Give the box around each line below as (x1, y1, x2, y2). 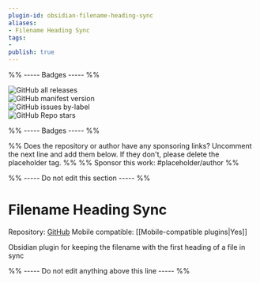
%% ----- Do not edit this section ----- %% (8, 173, 151, 183)
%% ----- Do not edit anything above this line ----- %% (8, 266, 190, 275)
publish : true (8, 48, 55, 56)
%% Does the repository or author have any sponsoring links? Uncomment (8, 141, 252, 150)
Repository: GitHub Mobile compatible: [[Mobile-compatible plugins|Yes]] (8, 227, 247, 236)
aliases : (8, 19, 37, 27)
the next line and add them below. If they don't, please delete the (8, 149, 220, 159)
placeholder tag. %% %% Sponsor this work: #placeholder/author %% (8, 158, 239, 167)
